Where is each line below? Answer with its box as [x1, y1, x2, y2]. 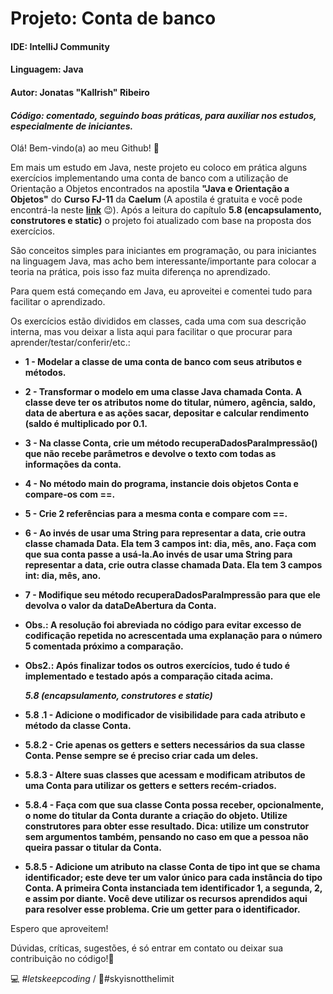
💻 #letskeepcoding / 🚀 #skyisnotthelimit [10, 973, 175, 985]
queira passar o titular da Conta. [24, 842, 162, 854]
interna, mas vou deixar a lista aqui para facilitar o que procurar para [10, 326, 293, 338]
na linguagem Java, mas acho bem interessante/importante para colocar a [10, 255, 317, 267]
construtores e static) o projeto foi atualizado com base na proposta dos [10, 215, 312, 227]
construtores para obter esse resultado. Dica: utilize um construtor [24, 820, 310, 832]
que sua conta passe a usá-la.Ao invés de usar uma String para [24, 548, 293, 561]
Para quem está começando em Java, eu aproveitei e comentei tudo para [10, 285, 313, 297]
